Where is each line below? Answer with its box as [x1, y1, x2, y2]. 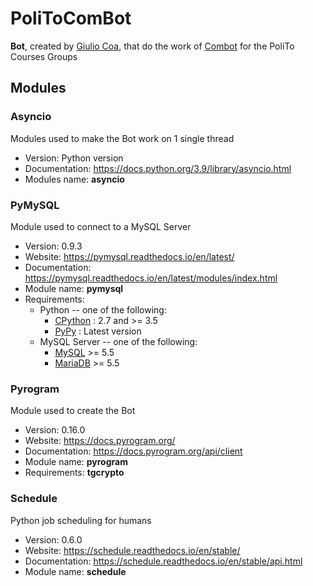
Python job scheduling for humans [10, 514, 152, 526]
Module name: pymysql [24, 282, 124, 294]
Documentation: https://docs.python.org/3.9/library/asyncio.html [24, 162, 292, 174]
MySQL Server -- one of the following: [39, 335, 198, 347]
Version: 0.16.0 [24, 424, 86, 436]
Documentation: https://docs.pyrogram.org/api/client [24, 445, 243, 457]
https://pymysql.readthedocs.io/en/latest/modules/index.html [24, 272, 278, 284]
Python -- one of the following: [39, 303, 167, 316]
